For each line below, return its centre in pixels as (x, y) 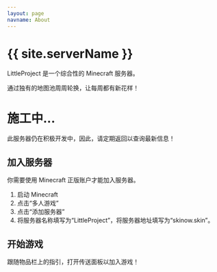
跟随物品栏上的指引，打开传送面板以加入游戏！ (73, 262)
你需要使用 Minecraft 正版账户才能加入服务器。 (73, 180)
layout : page (26, 13)
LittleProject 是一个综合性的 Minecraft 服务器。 (73, 73)
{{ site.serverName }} (70, 54)
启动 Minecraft (37, 195)
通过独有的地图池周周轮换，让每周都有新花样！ (73, 88)
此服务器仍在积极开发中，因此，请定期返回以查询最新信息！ (91, 138)
